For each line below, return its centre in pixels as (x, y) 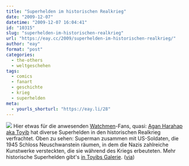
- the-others (27, 60)
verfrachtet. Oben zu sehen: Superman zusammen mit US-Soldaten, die (92, 139)
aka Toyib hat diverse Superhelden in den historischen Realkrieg (83, 132)
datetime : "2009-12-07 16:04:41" (47, 22)
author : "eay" (23, 44)
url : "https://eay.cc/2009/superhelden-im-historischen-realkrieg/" (91, 38)
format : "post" (24, 50)
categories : (20, 55)
